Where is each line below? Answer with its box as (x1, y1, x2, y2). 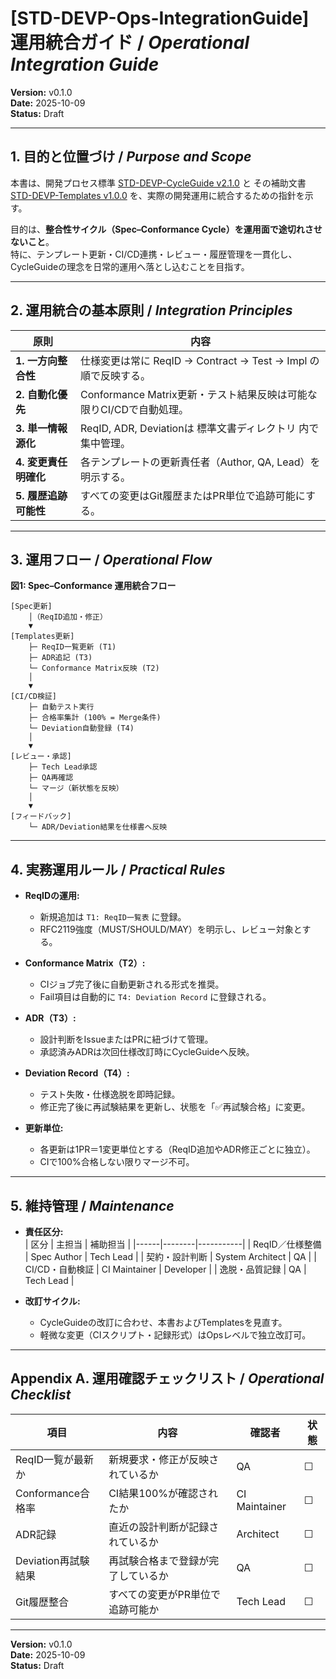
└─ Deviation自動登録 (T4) (28, 723, 135, 734)
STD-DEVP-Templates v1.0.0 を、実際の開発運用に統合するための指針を (10, 189, 305, 201)
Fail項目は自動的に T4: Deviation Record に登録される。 (39, 991, 272, 1003)
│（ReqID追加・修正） (28, 612, 108, 622)
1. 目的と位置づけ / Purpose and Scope (10, 148, 252, 166)
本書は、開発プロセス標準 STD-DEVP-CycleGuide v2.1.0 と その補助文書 (10, 177, 307, 189)
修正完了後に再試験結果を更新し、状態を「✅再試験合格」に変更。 (39, 1101, 311, 1113)
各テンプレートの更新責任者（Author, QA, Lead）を (79, 455, 321, 469)
